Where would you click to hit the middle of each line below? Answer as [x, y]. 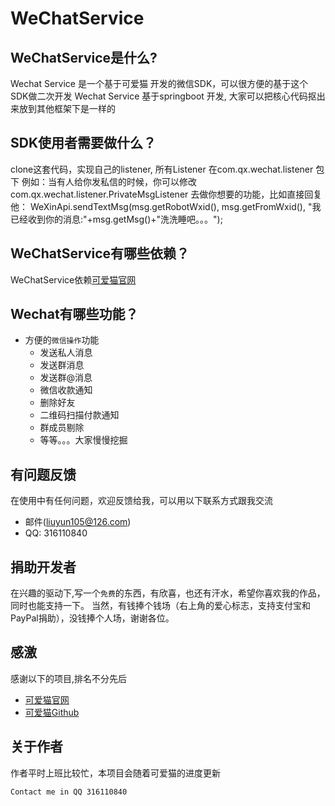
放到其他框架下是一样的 [67, 108]
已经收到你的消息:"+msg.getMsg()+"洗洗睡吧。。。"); [116, 219]
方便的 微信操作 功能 [62, 340]
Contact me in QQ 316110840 [69, 792]
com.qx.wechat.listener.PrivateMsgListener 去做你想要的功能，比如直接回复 [166, 194]
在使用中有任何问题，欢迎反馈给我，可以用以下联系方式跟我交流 [141, 501]
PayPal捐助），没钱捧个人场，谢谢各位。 [92, 618]
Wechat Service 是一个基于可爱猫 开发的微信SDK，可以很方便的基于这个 [159, 83]
